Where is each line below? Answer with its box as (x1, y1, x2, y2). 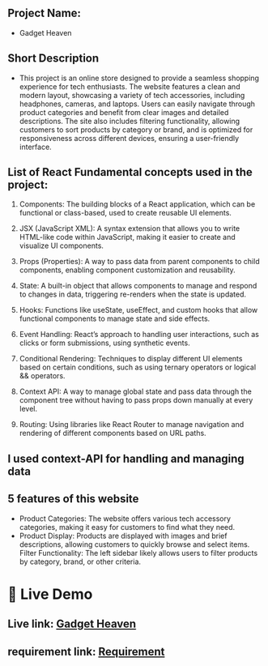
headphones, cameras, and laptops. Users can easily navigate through (19, 99, 256, 109)
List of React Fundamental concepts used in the (7, 165, 253, 179)
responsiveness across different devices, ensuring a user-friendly (19, 133, 240, 143)
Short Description (7, 52, 100, 66)
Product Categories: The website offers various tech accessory (19, 514, 232, 523)
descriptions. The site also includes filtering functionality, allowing (19, 116, 240, 126)
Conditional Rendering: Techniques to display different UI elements (19, 354, 243, 364)
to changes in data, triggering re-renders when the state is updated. (19, 289, 247, 299)
